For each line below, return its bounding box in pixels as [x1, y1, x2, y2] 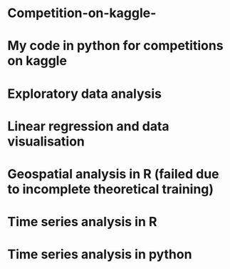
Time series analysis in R [7, 214, 157, 230]
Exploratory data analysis [7, 86, 162, 101]
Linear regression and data [7, 118, 169, 134]
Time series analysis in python [7, 246, 192, 263]
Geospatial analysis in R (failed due [7, 166, 219, 182]
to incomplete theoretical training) [7, 181, 214, 197]
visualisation [7, 133, 85, 149]
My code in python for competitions [7, 38, 224, 54]
